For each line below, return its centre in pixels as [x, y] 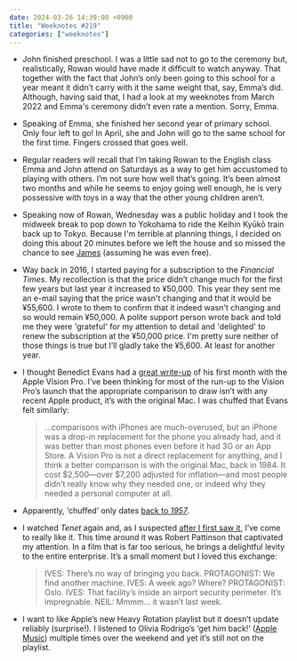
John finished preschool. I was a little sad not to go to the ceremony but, [155, 60]
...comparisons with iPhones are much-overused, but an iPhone [161, 427]
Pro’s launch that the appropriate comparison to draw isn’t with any [145, 391]
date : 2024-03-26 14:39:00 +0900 [71, 17]
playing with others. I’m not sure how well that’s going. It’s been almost [152, 179]
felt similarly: [45, 410]
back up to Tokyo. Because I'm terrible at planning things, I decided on [152, 234]
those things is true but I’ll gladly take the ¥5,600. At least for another [148, 346]
